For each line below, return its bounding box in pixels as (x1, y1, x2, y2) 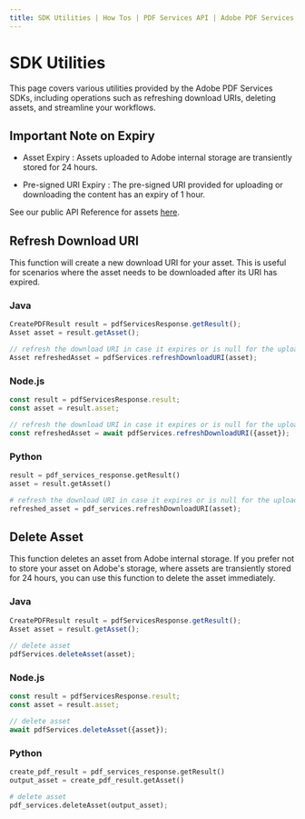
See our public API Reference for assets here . (9, 206, 180, 218)
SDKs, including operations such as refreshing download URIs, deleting (9, 92, 277, 103)
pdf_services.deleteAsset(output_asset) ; (9, 801, 169, 810)
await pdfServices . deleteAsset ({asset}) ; (9, 724, 169, 734)
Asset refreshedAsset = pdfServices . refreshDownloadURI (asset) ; (9, 354, 258, 363)
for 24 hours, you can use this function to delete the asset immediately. (9, 573, 276, 584)
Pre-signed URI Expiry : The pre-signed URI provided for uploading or (22, 179, 283, 191)
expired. (9, 276, 41, 287)
